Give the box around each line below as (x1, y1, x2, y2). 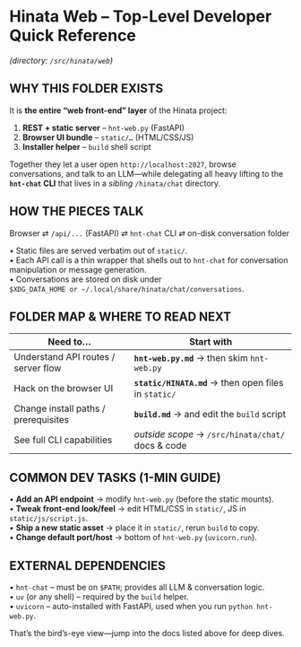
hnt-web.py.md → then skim (133, 352, 248, 364)
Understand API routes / (13, 351, 116, 363)
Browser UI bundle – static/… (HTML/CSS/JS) (21, 132, 194, 143)
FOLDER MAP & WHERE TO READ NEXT (9, 309, 232, 324)
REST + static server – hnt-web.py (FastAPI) (21, 122, 185, 133)
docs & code (133, 440, 187, 452)
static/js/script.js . (9, 513, 89, 524)
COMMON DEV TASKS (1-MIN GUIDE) (9, 469, 221, 485)
